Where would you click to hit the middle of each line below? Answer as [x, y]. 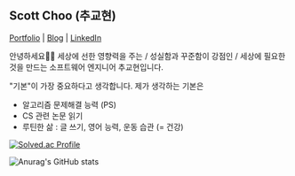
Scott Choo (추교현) [63, 16]
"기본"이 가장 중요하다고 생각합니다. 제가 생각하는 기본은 [107, 86]
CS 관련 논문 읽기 [52, 115]
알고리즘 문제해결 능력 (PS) [69, 104]
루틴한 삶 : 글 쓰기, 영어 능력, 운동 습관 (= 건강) [103, 126]
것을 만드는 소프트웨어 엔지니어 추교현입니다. [87, 67]
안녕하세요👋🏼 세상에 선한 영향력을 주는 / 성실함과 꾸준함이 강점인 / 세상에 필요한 [147, 56]
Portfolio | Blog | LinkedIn [56, 37]
